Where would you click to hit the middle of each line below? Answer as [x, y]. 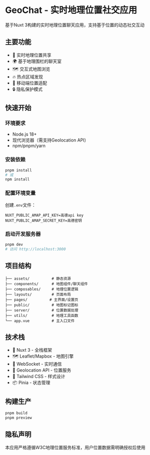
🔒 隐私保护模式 [27, 89]
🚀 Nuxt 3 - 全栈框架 [32, 350]
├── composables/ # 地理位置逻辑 [42, 289]
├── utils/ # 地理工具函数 [42, 315]
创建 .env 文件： [21, 205]
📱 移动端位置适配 [29, 83]
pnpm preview [19, 418]
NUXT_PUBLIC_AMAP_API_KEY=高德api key [44, 215]
